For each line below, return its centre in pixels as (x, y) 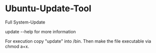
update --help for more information (40, 31)
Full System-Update (25, 22)
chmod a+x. (17, 46)
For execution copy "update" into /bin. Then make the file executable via (78, 41)
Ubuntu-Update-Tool (48, 9)
